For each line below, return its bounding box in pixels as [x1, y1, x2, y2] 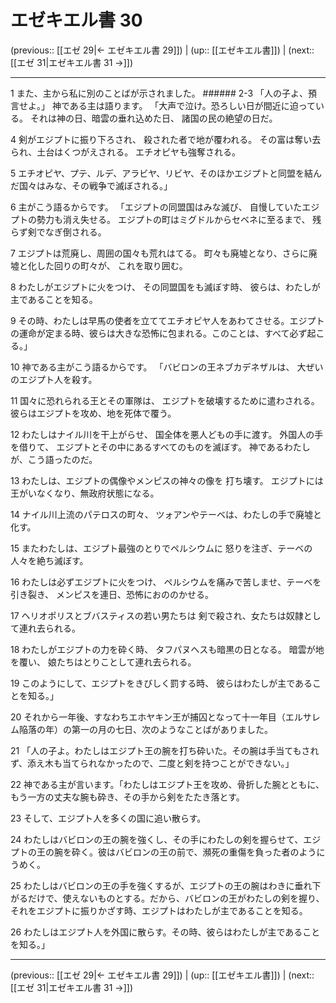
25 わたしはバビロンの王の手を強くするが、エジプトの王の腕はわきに [10, 879, 295, 891]
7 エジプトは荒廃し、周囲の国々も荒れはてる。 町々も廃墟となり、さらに [10, 247, 309, 259]
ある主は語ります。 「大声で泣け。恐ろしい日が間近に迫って [69, 99, 316, 111]
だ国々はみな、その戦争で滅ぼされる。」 [10, 179, 173, 191]
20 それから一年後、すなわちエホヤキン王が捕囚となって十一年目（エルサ [10, 711, 312, 723]
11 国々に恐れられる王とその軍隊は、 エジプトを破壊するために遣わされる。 [10, 394, 320, 406]
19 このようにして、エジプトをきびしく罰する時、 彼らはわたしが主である [10, 677, 313, 689]
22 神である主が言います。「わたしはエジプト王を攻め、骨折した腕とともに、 [10, 778, 325, 790]
